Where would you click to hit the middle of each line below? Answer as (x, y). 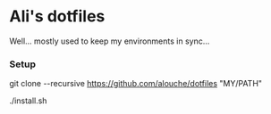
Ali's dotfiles (57, 16)
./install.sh (28, 101)
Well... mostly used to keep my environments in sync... (110, 41)
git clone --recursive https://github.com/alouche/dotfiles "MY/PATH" (135, 84)
